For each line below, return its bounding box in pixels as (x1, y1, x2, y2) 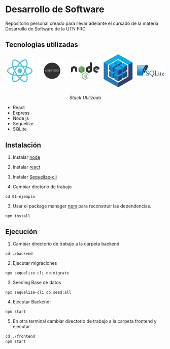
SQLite (12, 126, 27, 132)
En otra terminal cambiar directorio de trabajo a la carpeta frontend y (12, 318, 157, 324)
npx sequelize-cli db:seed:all (5, 290, 72, 295)
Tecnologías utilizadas (5, 41, 78, 49)
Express (12, 110, 30, 116)
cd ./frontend (5, 334, 36, 339)
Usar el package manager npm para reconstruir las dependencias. (12, 203, 151, 209)
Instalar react (12, 164, 41, 170)
